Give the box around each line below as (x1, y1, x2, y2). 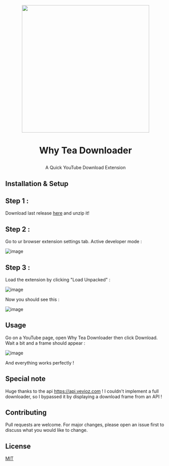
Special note (5, 375, 46, 383)
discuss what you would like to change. (5, 427, 88, 433)
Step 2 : (5, 225, 31, 234)
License (5, 442, 31, 451)
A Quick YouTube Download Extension (45, 165, 126, 171)
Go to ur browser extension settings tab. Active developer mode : (5, 239, 143, 245)
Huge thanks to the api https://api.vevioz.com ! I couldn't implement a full (5, 388, 159, 394)
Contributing (5, 408, 47, 417)
